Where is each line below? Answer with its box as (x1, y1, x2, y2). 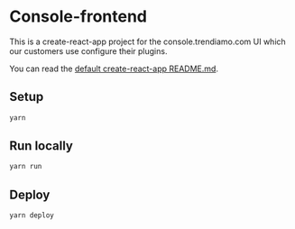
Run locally (9, 138, 74, 154)
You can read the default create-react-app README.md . (9, 63, 219, 74)
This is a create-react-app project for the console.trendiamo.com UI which (9, 36, 286, 47)
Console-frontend (9, 6, 147, 27)
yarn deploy (9, 211, 54, 220)
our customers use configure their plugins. (9, 45, 168, 56)
